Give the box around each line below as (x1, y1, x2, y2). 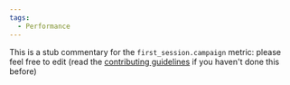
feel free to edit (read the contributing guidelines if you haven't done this (9, 56, 280, 67)
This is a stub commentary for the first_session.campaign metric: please (9, 46, 282, 57)
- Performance (17, 22, 70, 31)
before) (9, 65, 38, 77)
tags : (9, 13, 30, 23)
